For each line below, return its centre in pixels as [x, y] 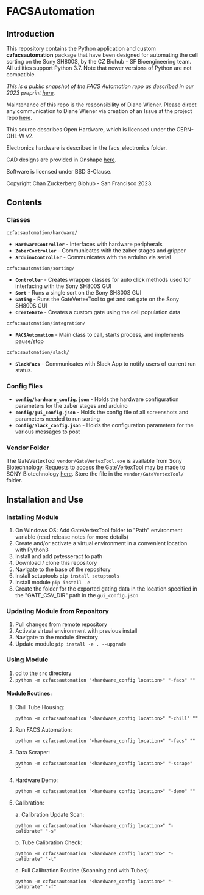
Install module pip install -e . [55, 582]
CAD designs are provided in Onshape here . [62, 160]
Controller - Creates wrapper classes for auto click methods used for [103, 279]
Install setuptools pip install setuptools [67, 575]
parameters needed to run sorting [58, 418]
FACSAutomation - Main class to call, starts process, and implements [100, 334]
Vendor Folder [28, 447]
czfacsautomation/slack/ [38, 352]
